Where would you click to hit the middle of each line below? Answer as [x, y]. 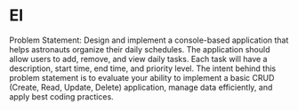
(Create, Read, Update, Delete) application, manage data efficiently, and [141, 87]
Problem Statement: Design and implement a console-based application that [149, 40]
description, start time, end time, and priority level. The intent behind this [143, 68]
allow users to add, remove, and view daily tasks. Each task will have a [138, 59]
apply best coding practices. [61, 96]
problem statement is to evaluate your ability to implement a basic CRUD [142, 77]
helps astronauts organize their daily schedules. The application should [140, 49]
